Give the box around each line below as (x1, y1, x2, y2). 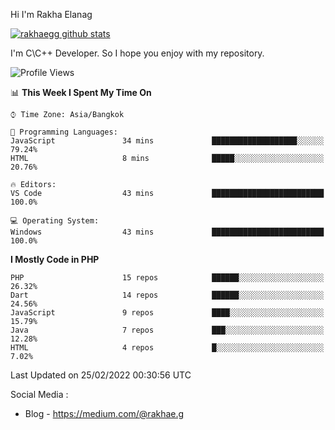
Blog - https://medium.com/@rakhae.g (24, 408, 185, 419)
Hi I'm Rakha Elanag (10, 9, 93, 20)
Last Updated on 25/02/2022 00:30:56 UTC (10, 369, 192, 381)
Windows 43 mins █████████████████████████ (10, 227, 325, 237)
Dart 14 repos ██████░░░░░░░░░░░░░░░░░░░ (10, 290, 325, 300)
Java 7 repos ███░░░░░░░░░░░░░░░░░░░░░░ (10, 325, 325, 335)
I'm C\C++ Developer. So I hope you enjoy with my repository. (10, 47, 265, 59)
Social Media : (10, 389, 69, 400)
